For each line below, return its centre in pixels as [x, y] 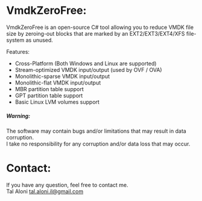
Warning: [18, 116]
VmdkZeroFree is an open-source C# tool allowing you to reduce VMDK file [100, 27]
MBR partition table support [49, 89]
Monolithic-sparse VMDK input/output [62, 76]
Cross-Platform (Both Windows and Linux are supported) [86, 63]
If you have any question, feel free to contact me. [67, 185]
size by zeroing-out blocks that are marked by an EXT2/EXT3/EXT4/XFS [96, 33]
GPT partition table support [49, 95]
